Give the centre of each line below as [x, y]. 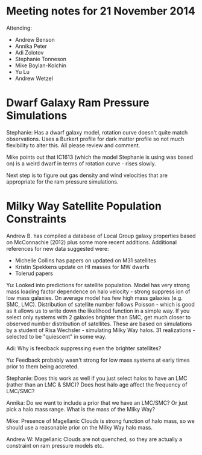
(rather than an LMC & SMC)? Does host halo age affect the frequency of [97, 384]
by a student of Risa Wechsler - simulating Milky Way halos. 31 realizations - [101, 330]
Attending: [19, 28]
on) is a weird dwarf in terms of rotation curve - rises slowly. [81, 163]
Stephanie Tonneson [40, 59]
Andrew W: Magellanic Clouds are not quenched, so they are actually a [94, 439]
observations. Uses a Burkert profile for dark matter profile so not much [95, 139]
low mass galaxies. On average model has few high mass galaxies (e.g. [94, 297]
